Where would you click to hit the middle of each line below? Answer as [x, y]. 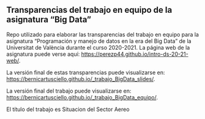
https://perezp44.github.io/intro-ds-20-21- [135, 54]
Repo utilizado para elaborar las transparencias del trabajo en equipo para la [102, 34]
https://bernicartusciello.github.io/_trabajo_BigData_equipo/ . [82, 97]
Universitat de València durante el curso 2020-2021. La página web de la [98, 47]
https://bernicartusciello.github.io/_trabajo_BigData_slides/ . [81, 79]
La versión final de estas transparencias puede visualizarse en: [86, 72]
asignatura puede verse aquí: [43, 54]
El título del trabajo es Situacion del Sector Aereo [68, 109]
